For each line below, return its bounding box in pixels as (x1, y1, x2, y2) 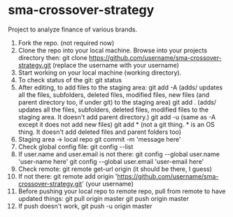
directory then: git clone (17, 53, 88, 61)
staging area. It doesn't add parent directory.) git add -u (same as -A (17, 112, 216, 121)
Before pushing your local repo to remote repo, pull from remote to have (17, 187, 226, 195)
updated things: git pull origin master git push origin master (17, 194, 190, 202)
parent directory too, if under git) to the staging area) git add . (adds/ (17, 98, 216, 106)
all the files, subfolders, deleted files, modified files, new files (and (17, 90, 210, 99)
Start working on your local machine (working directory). (17, 68, 182, 77)
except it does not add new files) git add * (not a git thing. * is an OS (17, 120, 216, 128)
